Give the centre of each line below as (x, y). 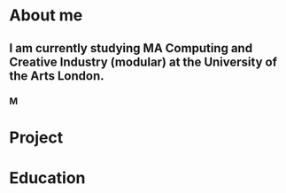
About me (46, 15)
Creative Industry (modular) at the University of (143, 62)
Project (36, 137)
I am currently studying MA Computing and (131, 48)
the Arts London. (57, 76)
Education (47, 178)
